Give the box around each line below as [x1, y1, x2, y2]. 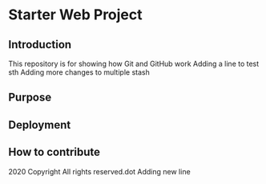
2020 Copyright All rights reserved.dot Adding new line [8, 166, 191, 176]
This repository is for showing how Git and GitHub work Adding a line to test [8, 59, 260, 68]
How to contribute [8, 145, 101, 159]
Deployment [8, 118, 71, 132]
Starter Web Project [8, 6, 143, 24]
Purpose [8, 91, 52, 104]
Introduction [8, 38, 72, 51]
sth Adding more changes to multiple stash [8, 67, 150, 77]
